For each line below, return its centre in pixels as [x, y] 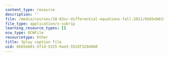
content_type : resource [30, 10]
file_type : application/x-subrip [40, 24]
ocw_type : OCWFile [24, 33]
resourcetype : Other [27, 38]
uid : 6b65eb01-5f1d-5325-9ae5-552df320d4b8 [52, 47]
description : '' [22, 14]
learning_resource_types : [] [36, 28]
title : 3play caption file [33, 42]
